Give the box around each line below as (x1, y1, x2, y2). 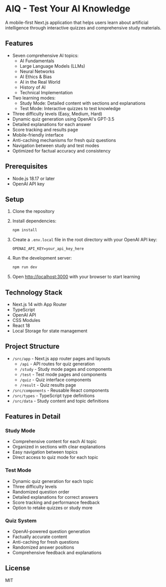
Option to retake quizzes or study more (12, 504, 93, 511)
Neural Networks (19, 68, 55, 74)
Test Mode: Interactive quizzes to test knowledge (19, 105, 121, 111)
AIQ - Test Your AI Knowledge (5, 3, 131, 14)
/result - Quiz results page (19, 382, 76, 388)
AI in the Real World (19, 79, 61, 85)
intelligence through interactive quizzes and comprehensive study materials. (5, 24, 162, 30)
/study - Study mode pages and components (19, 366, 112, 372)
